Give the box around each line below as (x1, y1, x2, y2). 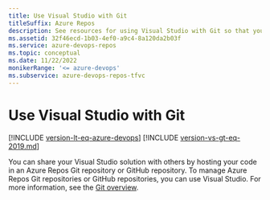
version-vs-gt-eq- (180, 133, 241, 142)
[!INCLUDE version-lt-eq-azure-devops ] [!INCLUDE (8, 133, 179, 142)
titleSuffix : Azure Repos (8, 19, 95, 27)
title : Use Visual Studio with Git (8, 11, 128, 20)
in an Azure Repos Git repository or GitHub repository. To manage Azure (8, 165, 247, 175)
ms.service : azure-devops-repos (8, 42, 117, 50)
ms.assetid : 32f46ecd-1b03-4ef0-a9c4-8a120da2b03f (8, 34, 182, 43)
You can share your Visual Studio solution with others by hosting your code (8, 157, 257, 166)
